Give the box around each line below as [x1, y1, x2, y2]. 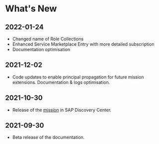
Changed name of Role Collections [12, 36, 83, 42]
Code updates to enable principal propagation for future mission [12, 74, 144, 80]
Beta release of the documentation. [12, 135, 85, 141]
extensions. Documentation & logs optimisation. [12, 79, 110, 85]
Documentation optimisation [12, 47, 71, 52]
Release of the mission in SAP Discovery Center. [12, 107, 112, 113]
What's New [5, 3, 57, 14]
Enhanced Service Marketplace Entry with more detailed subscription [12, 41, 155, 47]
